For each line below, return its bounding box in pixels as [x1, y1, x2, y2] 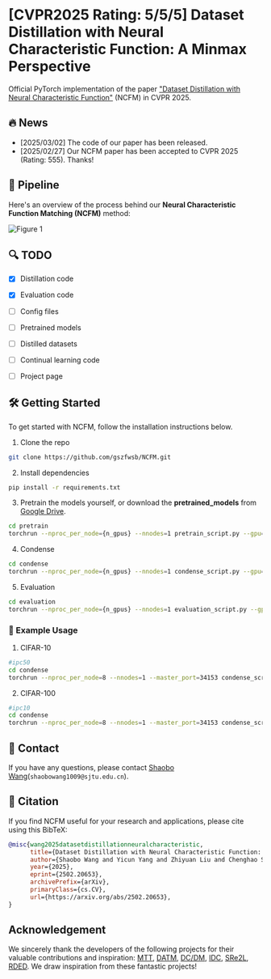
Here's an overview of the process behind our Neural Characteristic [8, 200, 236, 210]
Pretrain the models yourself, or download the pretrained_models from [19, 498, 256, 507]
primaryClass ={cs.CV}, [29, 886, 106, 894]
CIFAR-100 [19, 688, 56, 697]
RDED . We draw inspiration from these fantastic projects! [8, 961, 198, 972]
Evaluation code [19, 290, 74, 300]
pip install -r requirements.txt [8, 483, 121, 491]
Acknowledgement [8, 923, 106, 937]
